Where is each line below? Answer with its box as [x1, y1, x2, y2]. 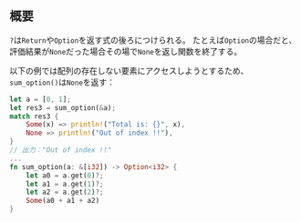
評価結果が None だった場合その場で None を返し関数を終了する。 [9, 45, 243, 56]
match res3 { [9, 112, 59, 121]
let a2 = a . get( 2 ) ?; [26, 187, 104, 197]
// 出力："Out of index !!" [9, 146, 112, 155]
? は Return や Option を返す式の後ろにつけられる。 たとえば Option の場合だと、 [9, 35, 297, 45]
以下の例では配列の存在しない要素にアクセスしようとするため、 [9, 65, 249, 76]
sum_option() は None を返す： [9, 76, 116, 87]
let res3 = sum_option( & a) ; [9, 103, 117, 112]
